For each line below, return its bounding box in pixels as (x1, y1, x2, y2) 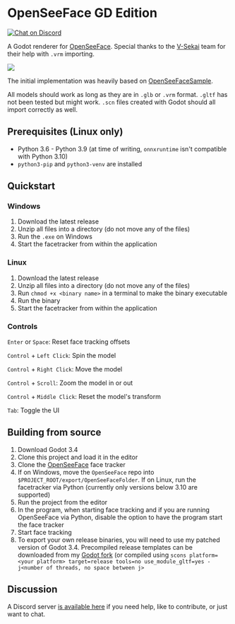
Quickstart (7, 180, 56, 192)
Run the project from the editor (17, 497, 108, 507)
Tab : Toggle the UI (7, 406, 60, 415)
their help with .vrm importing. (7, 50, 95, 58)
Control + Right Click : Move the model (7, 365, 123, 374)
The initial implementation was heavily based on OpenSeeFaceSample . (7, 76, 214, 85)
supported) (17, 490, 51, 499)
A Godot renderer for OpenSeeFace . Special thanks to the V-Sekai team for (7, 42, 226, 50)
